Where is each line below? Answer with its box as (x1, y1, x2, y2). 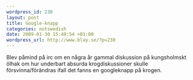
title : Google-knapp (6, 20, 59, 26)
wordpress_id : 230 (6, 8, 53, 15)
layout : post (6, 15, 40, 21)
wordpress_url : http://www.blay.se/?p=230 (6, 37, 116, 43)
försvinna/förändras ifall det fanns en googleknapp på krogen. (6, 67, 163, 73)
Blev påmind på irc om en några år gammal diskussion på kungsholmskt (6, 54, 187, 61)
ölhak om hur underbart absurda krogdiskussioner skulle (6, 60, 149, 67)
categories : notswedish (6, 25, 67, 32)
